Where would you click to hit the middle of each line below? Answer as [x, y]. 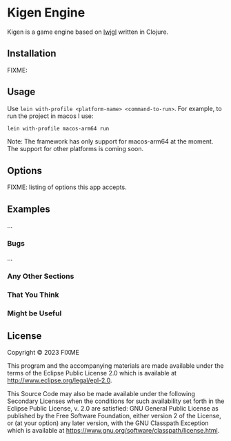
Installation [32, 53]
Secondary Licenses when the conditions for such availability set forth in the [116, 401]
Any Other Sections [41, 276]
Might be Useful [34, 313]
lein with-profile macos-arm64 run [58, 128]
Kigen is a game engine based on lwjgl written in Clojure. [88, 32]
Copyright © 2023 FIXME [43, 352]
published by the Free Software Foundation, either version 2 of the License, [114, 415]
